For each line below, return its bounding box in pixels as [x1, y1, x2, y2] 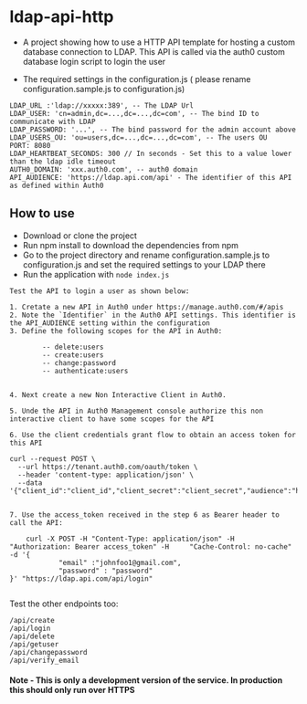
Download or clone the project [22, 230, 137, 241]
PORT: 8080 [9, 141, 51, 150]
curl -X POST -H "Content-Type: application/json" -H [26, 534, 235, 543]
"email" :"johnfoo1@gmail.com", [58, 558, 182, 567]
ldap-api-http [9, 6, 114, 27]
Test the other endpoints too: [9, 598, 119, 609]
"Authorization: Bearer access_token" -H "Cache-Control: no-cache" [9, 541, 292, 552]
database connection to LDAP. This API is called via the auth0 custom [22, 46, 285, 57]
